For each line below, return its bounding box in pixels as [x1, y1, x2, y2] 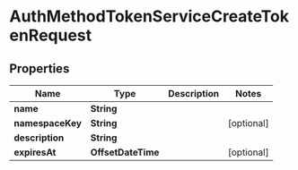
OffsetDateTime [90, 146, 160, 158]
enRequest [9, 25, 92, 46]
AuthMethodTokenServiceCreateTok [9, 6, 290, 27]
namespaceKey [13, 117, 83, 129]
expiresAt [13, 146, 57, 158]
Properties [9, 61, 70, 76]
